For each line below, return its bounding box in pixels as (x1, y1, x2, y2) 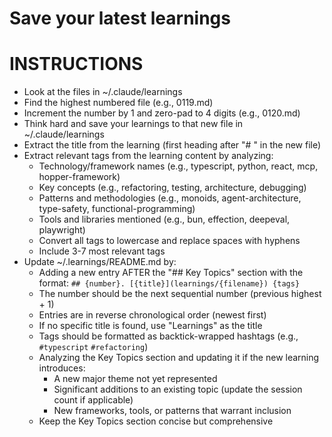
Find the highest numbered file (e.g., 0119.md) (23, 97, 214, 109)
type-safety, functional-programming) (38, 203, 196, 215)
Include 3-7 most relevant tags (38, 245, 166, 257)
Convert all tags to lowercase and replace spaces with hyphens (38, 235, 301, 247)
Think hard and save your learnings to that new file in (23, 118, 244, 130)
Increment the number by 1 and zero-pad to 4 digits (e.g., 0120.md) (23, 107, 301, 119)
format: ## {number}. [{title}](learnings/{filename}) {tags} (38, 277, 301, 289)
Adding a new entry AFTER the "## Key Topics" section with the (38, 267, 304, 279)
